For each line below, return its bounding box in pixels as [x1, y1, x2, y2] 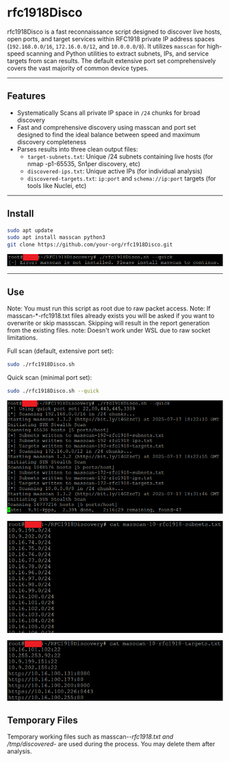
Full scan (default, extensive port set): [7, 347, 114, 355]
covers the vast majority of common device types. [7, 64, 149, 72]
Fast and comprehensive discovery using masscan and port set [16, 123, 196, 131]
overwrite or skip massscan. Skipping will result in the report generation [7, 319, 210, 327]
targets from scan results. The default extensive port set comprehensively [7, 56, 216, 65]
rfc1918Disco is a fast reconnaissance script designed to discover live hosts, [7, 27, 222, 36]
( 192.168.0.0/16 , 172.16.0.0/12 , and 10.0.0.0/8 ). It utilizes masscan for [7, 42, 205, 50]
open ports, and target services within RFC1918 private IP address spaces [7, 34, 215, 43]
